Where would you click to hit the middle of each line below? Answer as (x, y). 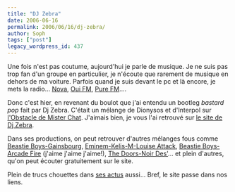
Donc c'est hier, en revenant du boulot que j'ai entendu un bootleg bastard (116, 102)
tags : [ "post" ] (30, 40)
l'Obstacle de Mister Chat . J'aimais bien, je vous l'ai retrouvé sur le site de (115, 117)
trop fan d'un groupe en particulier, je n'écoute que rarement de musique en (118, 74)
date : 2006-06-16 (33, 20)
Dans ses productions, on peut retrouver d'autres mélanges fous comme (113, 139)
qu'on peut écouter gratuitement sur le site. (71, 161)
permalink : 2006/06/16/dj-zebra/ (56, 27)
